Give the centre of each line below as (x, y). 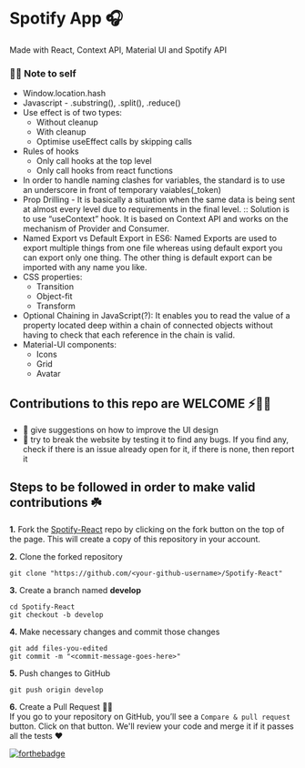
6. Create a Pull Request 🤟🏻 (61, 706)
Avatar (48, 374)
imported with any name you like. (85, 268)
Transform (56, 306)
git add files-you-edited (58, 648)
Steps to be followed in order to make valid (132, 487)
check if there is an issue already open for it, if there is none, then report (158, 450)
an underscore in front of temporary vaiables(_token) (122, 190)
